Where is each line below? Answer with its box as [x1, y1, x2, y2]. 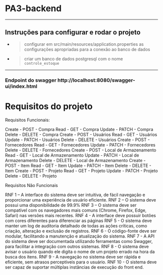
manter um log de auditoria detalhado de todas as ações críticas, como [5, 222, 147, 229]
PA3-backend [5, 3, 62, 14]
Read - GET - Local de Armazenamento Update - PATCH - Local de [5, 152, 139, 158]
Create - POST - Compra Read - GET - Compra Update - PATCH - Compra [5, 126, 154, 132]
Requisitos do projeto [5, 101, 93, 112]
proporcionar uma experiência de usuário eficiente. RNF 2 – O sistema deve [5, 197, 156, 202]
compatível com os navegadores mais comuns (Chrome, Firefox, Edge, [5, 207, 147, 213]
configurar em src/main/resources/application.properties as [24, 41, 144, 47]
